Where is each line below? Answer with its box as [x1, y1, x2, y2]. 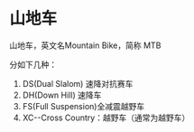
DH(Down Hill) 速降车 [22, 90, 102, 100]
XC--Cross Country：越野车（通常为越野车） [22, 112, 190, 123]
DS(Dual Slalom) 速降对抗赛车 [22, 78, 134, 89]
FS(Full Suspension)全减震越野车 [22, 100, 145, 111]
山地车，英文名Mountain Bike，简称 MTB [9, 40, 162, 51]
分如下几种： [9, 59, 57, 70]
